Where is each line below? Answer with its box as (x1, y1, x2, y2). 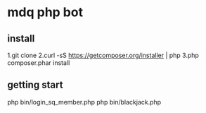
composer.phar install (7, 59, 70, 67)
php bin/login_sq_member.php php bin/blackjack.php (7, 97, 162, 106)
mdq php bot (7, 4, 83, 20)
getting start (7, 79, 63, 91)
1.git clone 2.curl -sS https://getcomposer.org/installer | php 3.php (7, 51, 199, 59)
